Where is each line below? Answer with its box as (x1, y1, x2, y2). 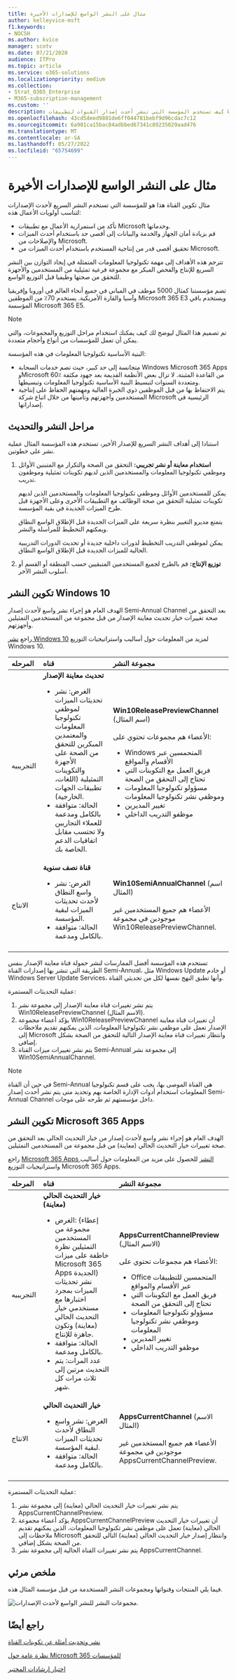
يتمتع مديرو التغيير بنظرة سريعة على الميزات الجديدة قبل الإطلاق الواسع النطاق (18, 517, 223, 526)
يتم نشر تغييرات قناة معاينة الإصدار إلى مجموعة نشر (18, 1001, 153, 1009)
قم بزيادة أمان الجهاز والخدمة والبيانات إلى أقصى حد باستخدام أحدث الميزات (18, 229, 216, 237)
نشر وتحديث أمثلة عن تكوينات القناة (8, 1638, 101, 1646)
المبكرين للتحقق (55, 738, 103, 748)
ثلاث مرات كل (55, 1373, 97, 1383)
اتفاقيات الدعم (55, 835, 97, 845)
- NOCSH (8, 29, 31, 37)
